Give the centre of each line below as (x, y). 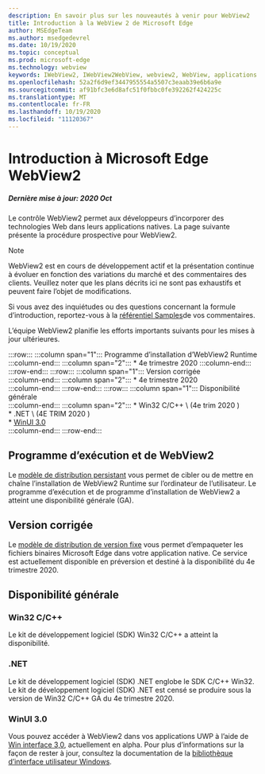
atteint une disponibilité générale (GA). (71, 500)
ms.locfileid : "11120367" (51, 119)
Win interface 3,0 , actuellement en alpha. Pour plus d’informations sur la (126, 745)
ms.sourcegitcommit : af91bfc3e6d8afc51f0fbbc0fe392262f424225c (115, 90)
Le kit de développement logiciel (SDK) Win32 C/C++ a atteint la (113, 635)
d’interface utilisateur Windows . (60, 761)
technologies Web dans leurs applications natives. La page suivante (119, 227)
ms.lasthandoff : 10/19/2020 (55, 112)
